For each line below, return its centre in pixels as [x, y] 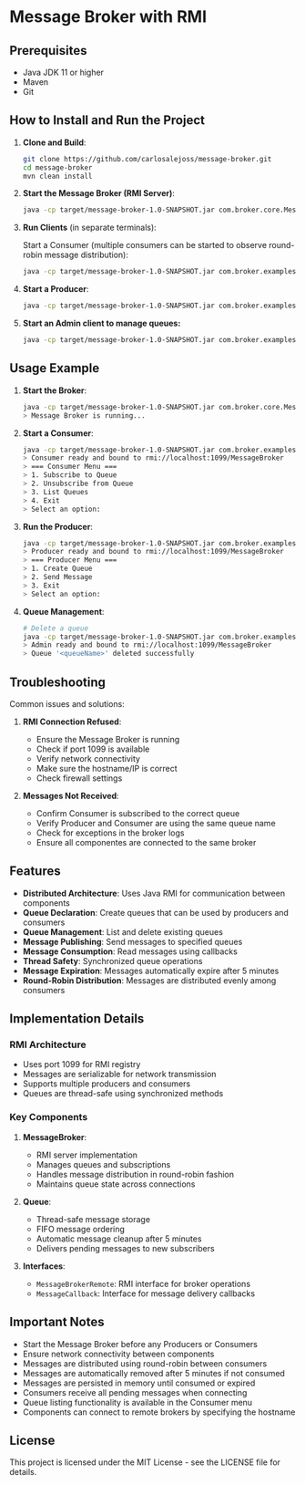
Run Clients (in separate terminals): [89, 228]
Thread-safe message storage [93, 1219]
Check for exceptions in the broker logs [110, 833]
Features [35, 872]
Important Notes [57, 1322]
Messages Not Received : [71, 795]
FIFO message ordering [81, 1229]
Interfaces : [44, 1266]
